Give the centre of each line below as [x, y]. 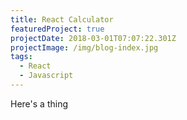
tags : [21, 57]
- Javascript [46, 76]
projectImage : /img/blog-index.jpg [84, 47]
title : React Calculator [62, 19]
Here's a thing [39, 103]
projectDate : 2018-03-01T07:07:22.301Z [93, 38]
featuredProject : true [57, 29]
